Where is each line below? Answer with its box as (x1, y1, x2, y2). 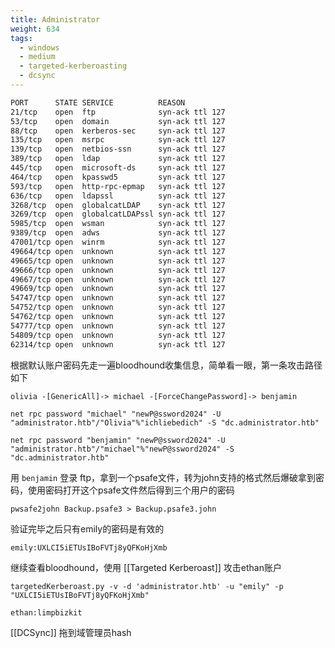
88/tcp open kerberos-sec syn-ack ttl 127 (10, 126, 226, 136)
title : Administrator (10, 14, 101, 25)
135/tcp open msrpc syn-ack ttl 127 (10, 135, 226, 145)
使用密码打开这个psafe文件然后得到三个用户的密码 (27, 484, 235, 496)
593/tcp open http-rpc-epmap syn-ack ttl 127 (10, 181, 226, 191)
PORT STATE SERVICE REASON (10, 97, 186, 108)
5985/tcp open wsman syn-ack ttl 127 (10, 219, 226, 229)
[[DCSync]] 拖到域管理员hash (10, 626, 132, 638)
